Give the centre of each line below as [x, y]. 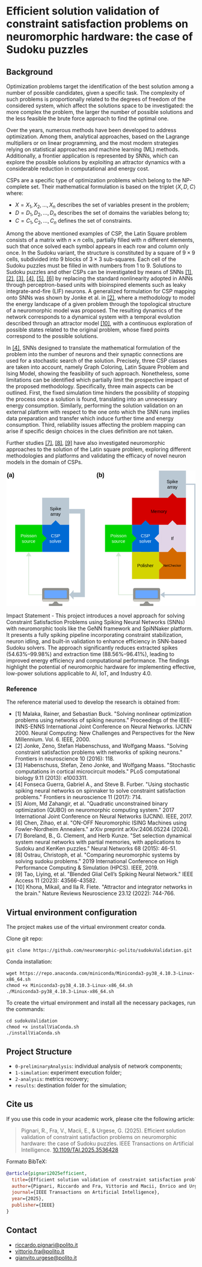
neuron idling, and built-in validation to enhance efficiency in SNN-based [96, 642]
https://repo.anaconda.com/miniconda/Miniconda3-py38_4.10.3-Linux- [107, 974]
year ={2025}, [28, 1199]
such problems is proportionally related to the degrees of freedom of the [96, 99]
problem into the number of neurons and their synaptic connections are [95, 354]
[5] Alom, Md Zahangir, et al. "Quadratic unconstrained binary [91, 803]
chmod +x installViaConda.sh [43, 1027]
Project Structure [39, 1052]
